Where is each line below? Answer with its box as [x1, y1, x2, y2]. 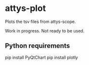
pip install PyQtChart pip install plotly [5, 54, 78, 60]
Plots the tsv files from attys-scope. [5, 19, 76, 24]
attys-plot [5, 3, 46, 14]
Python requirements [5, 42, 70, 50]
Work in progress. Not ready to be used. [5, 28, 85, 33]
